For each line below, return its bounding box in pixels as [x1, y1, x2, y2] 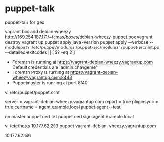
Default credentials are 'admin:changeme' [12, 64, 97, 70]
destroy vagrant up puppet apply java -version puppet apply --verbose [5, 39, 149, 45]
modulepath [5, 44, 29, 50]
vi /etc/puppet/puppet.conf [5, 89, 60, 95]
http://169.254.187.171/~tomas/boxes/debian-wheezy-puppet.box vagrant [5, 34, 153, 40]
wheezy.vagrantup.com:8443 [12, 74, 72, 80]
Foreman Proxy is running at [12, 69, 70, 75]
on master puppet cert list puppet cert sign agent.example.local [5, 113, 134, 119]
